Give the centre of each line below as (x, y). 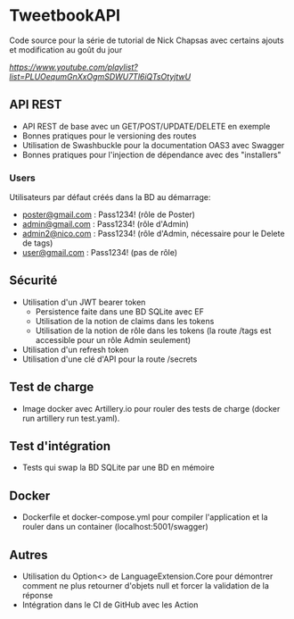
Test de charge (52, 387)
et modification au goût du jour (66, 49)
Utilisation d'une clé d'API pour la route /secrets (110, 359)
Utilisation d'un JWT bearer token (84, 302)
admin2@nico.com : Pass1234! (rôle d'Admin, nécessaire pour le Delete (153, 234)
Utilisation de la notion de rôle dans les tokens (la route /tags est (153, 330)
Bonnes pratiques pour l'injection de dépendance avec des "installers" (152, 155)
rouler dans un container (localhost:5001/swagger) (115, 527)
